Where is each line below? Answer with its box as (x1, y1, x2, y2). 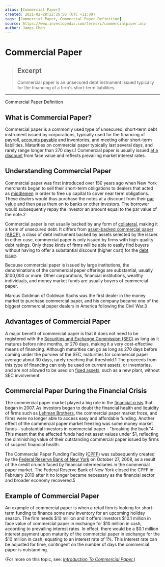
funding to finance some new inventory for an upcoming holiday (15, 510, 145, 516)
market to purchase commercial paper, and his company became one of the (5, 298, 159, 303)
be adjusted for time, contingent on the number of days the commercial (5, 541, 150, 548)
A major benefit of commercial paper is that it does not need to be (5, 330, 138, 336)
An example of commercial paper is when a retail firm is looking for (5, 505, 141, 511)
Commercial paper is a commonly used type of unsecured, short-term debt (5, 126, 157, 132)
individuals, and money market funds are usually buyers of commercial (5, 277, 148, 284)
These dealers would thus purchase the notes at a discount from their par (5, 195, 154, 201)
